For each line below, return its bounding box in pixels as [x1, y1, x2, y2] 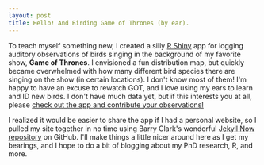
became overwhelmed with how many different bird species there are [8, 66, 235, 75]
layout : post [8, 11, 52, 20]
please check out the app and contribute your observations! [8, 100, 205, 109]
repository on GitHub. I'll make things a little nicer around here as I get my [8, 132, 249, 141]
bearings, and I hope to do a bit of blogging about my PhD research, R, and [8, 140, 254, 150]
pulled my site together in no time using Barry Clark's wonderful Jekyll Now [8, 124, 255, 133]
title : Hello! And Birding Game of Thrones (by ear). [8, 19, 190, 27]
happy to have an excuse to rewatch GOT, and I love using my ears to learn [8, 82, 254, 92]
